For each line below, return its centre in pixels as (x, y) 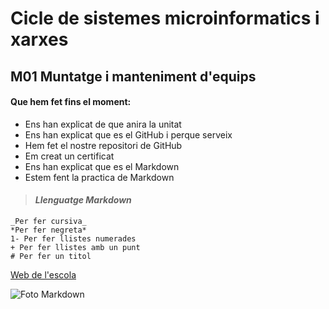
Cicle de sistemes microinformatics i (165, 18)
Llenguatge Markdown (83, 200)
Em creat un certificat (69, 156)
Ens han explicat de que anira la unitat (103, 124)
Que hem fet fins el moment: (71, 102)
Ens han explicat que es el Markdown (102, 166)
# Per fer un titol (51, 256)
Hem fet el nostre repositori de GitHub (103, 145)
